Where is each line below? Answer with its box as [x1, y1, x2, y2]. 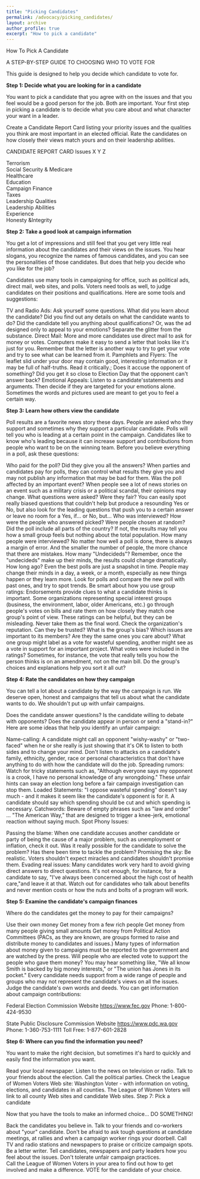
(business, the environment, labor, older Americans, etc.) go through [6, 601, 174, 608]
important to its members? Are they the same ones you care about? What [6, 632, 186, 640]
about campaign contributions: [6, 991, 82, 998]
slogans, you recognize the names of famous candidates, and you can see [6, 252, 189, 260]
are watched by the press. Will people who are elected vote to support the [6, 953, 188, 960]
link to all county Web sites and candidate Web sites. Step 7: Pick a [6, 1093, 170, 1100]
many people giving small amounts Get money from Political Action [6, 927, 171, 935]
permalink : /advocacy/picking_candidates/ [6, 14, 113, 20]
